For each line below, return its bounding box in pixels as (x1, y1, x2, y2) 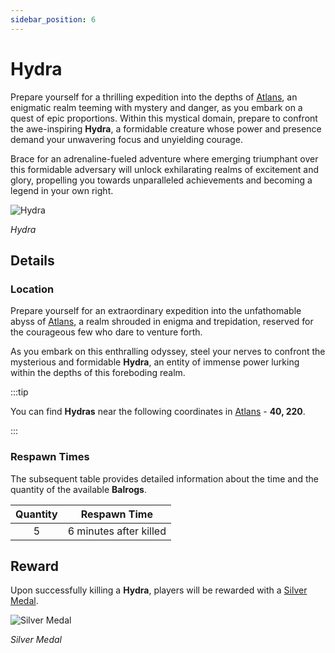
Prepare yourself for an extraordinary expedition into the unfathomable (10, 305, 302, 317)
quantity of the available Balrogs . (10, 483, 147, 495)
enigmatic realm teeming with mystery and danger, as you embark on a (10, 101, 303, 113)
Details (10, 252, 55, 269)
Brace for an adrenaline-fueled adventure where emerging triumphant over (10, 152, 319, 165)
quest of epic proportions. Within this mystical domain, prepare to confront (10, 112, 318, 124)
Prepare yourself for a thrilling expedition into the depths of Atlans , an (10, 91, 298, 103)
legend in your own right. (10, 184, 114, 196)
